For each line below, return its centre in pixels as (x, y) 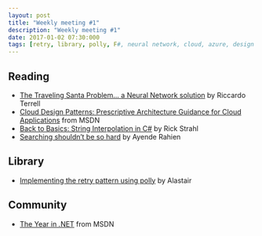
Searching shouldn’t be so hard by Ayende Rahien (100, 136)
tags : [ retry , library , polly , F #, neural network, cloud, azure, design (131, 45)
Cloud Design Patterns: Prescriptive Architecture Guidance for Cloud (130, 111)
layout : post (29, 15)
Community (38, 205)
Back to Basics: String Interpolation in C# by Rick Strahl (109, 128)
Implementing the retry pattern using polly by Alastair (106, 180)
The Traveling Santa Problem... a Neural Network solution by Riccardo (133, 95)
